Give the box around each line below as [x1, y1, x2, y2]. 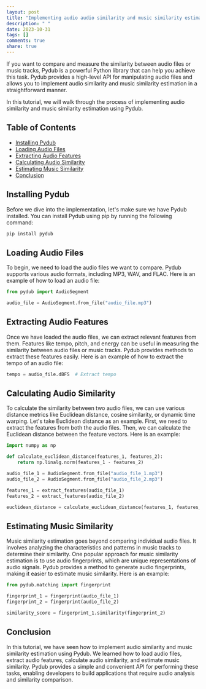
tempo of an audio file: [6, 359, 63, 366]
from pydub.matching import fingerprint [6, 582, 112, 588]
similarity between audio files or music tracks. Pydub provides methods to [6, 346, 194, 353]
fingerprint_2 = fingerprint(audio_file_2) [6, 599, 120, 605]
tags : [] [6, 32, 29, 38]
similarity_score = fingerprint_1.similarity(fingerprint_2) [6, 610, 166, 616]
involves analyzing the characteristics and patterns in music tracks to [6, 544, 181, 551]
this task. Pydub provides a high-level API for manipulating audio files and [6, 73, 193, 81]
